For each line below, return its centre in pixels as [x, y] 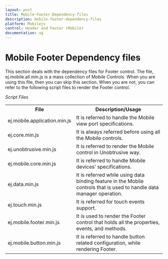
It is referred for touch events [110, 202]
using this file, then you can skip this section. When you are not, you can [80, 82]
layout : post [19, 10]
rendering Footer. [97, 249]
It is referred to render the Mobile [115, 146]
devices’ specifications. [104, 167]
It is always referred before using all [118, 132]
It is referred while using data [110, 175]
